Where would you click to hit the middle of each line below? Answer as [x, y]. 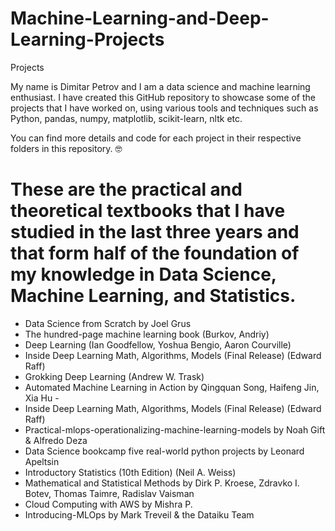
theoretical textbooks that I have [148, 211]
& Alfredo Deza [56, 440]
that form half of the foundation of [155, 253]
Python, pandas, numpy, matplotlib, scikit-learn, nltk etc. [126, 118]
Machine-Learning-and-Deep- [140, 18]
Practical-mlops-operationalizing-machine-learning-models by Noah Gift [175, 429]
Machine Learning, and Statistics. [153, 296]
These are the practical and [126, 189]
